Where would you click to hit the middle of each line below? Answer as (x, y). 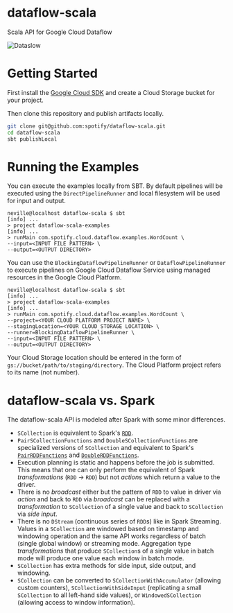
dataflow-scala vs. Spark (81, 400)
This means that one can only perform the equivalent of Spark (106, 470)
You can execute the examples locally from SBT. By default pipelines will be (115, 186)
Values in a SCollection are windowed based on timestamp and (108, 529)
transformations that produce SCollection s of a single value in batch (115, 551)
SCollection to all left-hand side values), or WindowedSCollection (109, 595)
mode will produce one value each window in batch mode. (101, 558)
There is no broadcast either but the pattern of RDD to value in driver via (119, 492)
